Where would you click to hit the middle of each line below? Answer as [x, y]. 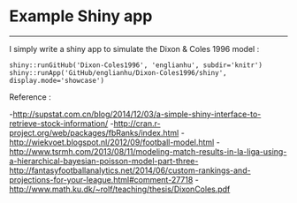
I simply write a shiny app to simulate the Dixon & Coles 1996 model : [134, 49]
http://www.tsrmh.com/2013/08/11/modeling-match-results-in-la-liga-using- [148, 151]
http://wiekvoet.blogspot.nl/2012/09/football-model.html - [115, 142]
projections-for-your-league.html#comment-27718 [101, 179]
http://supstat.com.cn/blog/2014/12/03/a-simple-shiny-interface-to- [137, 114]
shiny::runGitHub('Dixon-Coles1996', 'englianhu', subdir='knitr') [136, 65]
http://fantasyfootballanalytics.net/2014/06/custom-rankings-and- [130, 170]
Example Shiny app [81, 16]
